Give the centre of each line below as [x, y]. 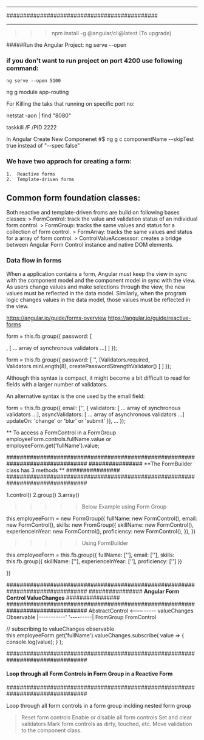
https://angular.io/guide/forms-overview [56, 318]
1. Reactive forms [31, 174]
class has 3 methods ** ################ [63, 470]
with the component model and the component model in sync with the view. [101, 280]
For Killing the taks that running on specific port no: [70, 104]
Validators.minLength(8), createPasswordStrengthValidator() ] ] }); [89, 366]
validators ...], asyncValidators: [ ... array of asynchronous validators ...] [96, 414]
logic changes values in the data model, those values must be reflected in [98, 300]
